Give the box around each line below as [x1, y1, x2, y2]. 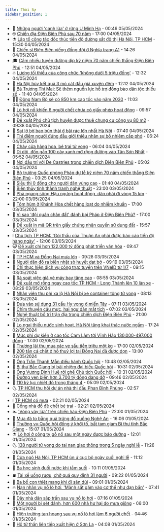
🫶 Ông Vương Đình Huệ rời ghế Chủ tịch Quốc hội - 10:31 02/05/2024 [12, 369, 153, 375]
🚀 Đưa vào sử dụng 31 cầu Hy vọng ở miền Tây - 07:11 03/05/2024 [12, 301, 147, 307]
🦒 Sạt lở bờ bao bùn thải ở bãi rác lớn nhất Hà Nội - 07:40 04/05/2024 [12, 128, 154, 134]
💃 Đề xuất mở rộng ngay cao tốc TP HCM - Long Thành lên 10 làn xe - [12, 280, 154, 286]
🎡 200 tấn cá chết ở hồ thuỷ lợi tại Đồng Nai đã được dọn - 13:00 [12, 348, 143, 354]
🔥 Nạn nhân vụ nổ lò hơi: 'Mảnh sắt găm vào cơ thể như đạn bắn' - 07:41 [12, 484, 160, 490]
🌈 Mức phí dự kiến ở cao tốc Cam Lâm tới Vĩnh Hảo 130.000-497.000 [12, 332, 153, 338]
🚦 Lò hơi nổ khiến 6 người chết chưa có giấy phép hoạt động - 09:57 [12, 106, 151, 112]
